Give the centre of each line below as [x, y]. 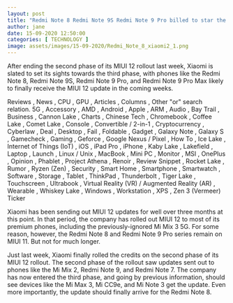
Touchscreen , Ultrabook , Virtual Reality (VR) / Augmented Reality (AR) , [111, 183]
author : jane [26, 27]
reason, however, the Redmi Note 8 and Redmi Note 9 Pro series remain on [115, 234]
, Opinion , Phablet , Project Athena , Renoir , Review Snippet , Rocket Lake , [116, 161]
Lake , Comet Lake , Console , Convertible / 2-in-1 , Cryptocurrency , [106, 124]
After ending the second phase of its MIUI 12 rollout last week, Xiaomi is [110, 66]
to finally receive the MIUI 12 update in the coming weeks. [90, 88]
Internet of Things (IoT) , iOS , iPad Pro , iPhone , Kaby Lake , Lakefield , [110, 146]
